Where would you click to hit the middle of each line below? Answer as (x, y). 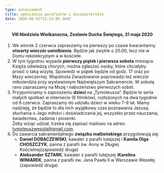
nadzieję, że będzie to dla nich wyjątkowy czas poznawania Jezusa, (81, 108)
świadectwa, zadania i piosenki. (44, 118)
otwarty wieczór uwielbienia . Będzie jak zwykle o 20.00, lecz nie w (81, 50)
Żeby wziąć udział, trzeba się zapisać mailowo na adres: (69, 124)
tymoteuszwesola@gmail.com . (43, 128)
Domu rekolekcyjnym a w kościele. (47, 56)
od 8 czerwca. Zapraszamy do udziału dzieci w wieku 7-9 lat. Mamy (81, 102)
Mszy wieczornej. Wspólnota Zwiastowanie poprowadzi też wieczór (81, 76)
